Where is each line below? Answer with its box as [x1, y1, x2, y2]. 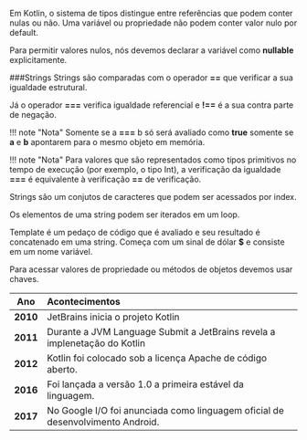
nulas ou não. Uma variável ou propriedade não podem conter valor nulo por [9, 17, 298, 28]
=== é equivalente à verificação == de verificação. [9, 173, 202, 184]
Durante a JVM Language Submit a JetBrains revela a [47, 326, 276, 338]
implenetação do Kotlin [47, 337, 146, 350]
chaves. [9, 274, 39, 284]
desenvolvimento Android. [47, 415, 160, 428]
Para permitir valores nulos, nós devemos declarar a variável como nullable [9, 45, 294, 56]
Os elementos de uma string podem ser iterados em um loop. [9, 209, 240, 220]
